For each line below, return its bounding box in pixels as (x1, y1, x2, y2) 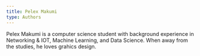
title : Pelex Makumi (6, 8, 58, 15)
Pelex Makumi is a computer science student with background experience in (6, 30, 194, 37)
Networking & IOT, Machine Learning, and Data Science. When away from (6, 37, 188, 44)
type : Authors (6, 14, 42, 20)
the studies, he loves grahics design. (6, 42, 97, 50)
